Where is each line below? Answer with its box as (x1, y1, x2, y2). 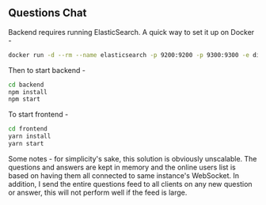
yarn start (8, 140, 44, 148)
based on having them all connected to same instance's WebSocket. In (8, 170, 240, 180)
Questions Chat (8, 6, 87, 20)
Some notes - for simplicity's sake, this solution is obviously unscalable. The (8, 154, 257, 163)
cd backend (8, 81, 44, 89)
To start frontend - (8, 110, 69, 120)
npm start (8, 95, 41, 104)
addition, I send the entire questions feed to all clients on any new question (8, 179, 253, 188)
